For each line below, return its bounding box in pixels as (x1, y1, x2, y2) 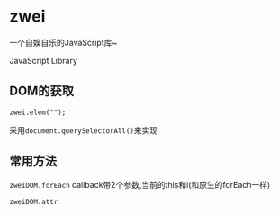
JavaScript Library (9, 55, 78, 66)
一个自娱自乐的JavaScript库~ (9, 37, 118, 48)
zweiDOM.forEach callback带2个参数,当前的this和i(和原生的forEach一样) (9, 179, 271, 190)
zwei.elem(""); (9, 108, 67, 117)
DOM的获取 (9, 84, 74, 99)
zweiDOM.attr (9, 197, 58, 206)
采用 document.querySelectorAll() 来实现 (9, 124, 158, 136)
